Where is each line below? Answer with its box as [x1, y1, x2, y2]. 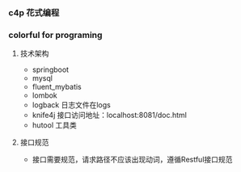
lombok [32, 90, 58, 100]
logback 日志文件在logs [32, 100, 111, 110]
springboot [32, 65, 70, 74]
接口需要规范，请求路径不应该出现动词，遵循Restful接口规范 [32, 155, 233, 165]
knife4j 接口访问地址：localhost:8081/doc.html [32, 111, 188, 120]
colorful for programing [8, 29, 103, 40]
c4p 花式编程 [8, 6, 60, 18]
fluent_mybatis [32, 82, 82, 92]
